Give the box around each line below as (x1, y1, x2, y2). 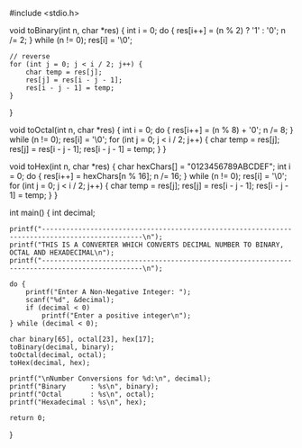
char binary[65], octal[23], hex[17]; (9, 335, 155, 344)
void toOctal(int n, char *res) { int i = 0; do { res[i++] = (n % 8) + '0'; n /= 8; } (9, 125, 294, 135)
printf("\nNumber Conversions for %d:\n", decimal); (9, 374, 212, 383)
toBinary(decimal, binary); (9, 343, 115, 352)
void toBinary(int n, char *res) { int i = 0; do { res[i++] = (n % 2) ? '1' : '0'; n (9, 25, 286, 35)
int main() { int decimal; (9, 207, 96, 218)
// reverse (9, 52, 50, 61)
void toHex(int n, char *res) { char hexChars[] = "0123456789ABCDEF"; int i (9, 161, 291, 172)
